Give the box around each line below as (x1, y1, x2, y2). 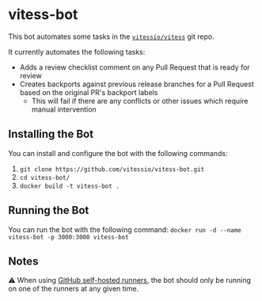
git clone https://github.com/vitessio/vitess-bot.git (19, 165, 205, 173)
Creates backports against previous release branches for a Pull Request (19, 79, 255, 89)
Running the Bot (8, 204, 89, 217)
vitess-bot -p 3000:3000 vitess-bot (8, 233, 129, 241)
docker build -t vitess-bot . (19, 182, 120, 190)
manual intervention (31, 105, 97, 114)
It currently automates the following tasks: (8, 47, 146, 56)
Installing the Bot (8, 128, 93, 141)
